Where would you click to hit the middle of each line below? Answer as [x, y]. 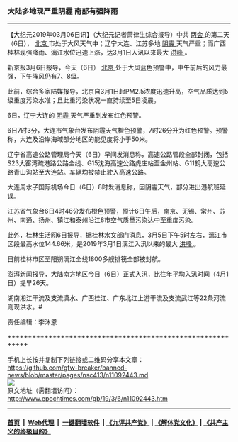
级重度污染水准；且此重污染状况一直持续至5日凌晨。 [84, 100]
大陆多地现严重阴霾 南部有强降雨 [63, 11]
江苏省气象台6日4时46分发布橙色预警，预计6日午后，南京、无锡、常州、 [113, 211]
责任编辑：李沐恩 [32, 322]
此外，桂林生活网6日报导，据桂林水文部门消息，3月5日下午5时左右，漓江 [114, 235]
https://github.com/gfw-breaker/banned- [67, 368]
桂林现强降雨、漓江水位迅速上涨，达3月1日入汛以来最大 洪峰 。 [99, 53]
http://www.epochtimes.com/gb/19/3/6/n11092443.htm [87, 399]
